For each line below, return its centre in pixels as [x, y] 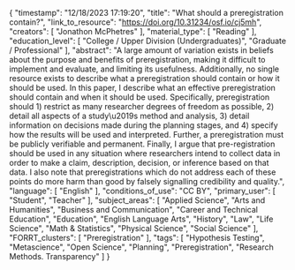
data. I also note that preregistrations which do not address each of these [143, 172]
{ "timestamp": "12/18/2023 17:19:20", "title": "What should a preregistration [147, 13]
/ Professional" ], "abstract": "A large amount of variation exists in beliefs [141, 50]
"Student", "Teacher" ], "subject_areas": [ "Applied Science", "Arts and [137, 200]
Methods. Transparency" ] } [60, 256]
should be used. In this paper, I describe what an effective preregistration [143, 88]
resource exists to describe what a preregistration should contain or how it [144, 78]
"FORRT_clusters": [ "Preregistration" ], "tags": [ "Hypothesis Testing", [137, 238]
